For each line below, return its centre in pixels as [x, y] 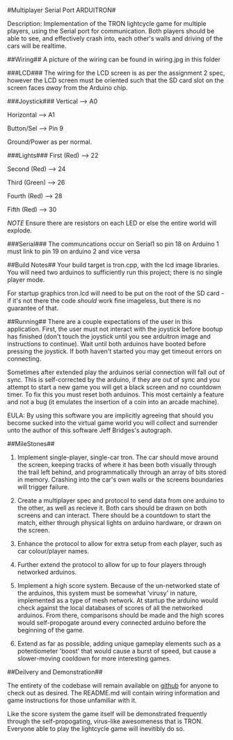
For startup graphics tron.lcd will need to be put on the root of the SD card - [116, 293]
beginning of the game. [51, 630]
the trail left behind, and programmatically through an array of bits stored [122, 472]
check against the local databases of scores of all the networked [110, 608]
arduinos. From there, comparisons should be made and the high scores [121, 615]
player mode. [26, 280]
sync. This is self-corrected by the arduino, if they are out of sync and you [114, 379]
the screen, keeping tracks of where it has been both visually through [117, 465]
